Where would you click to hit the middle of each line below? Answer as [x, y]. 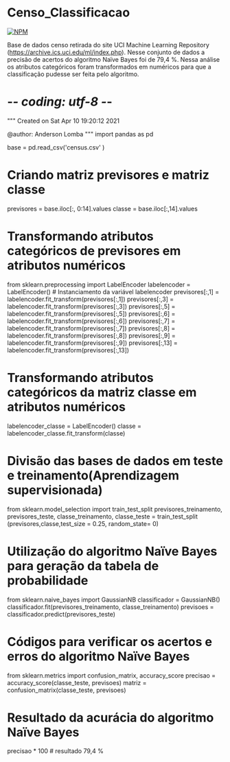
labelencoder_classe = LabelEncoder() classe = [74, 426]
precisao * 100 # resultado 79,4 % [56, 751]
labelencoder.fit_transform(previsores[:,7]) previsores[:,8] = [91, 328]
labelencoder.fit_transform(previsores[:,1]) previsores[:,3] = [91, 299]
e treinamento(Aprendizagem [93, 475]
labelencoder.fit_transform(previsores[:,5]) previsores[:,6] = [91, 313]
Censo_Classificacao [69, 13]
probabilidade [48, 580]
